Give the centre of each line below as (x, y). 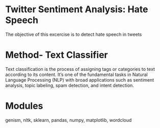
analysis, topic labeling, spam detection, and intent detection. (70, 85)
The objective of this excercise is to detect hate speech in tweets (74, 34)
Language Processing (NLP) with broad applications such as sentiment (80, 80)
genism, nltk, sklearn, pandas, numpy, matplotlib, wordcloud (69, 120)
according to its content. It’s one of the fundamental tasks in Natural (76, 74)
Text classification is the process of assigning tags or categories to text (80, 69)
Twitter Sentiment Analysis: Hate (77, 9)
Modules (24, 106)
